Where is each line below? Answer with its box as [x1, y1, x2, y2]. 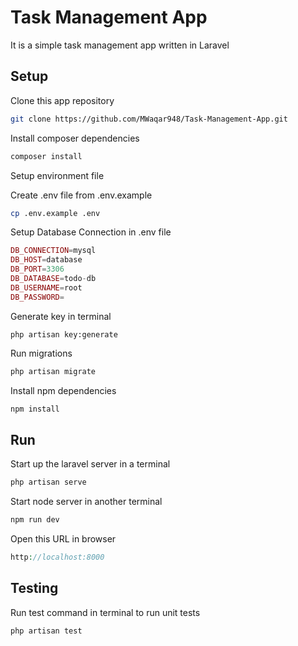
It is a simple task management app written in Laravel [10, 39, 230, 51]
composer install [10, 151, 83, 161]
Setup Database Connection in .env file [10, 226, 172, 238]
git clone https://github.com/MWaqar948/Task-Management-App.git [10, 114, 288, 124]
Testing [10, 580, 59, 597]
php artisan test [10, 626, 83, 636]
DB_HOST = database [10, 255, 83, 265]
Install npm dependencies [10, 384, 117, 396]
